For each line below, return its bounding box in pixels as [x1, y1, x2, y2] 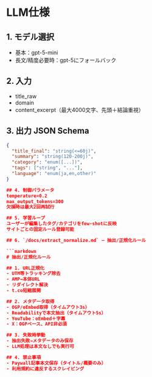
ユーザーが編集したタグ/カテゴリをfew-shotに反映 [6, 221, 117, 227]
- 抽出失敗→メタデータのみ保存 [6, 338, 74, 344]
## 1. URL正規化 [6, 265, 45, 271]
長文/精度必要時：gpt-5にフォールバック [15, 57, 117, 64]
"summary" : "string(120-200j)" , [12, 153, 94, 160]
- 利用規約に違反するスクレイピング [6, 365, 85, 372]
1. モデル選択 [6, 32, 55, 42]
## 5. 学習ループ [6, 215, 46, 221]
